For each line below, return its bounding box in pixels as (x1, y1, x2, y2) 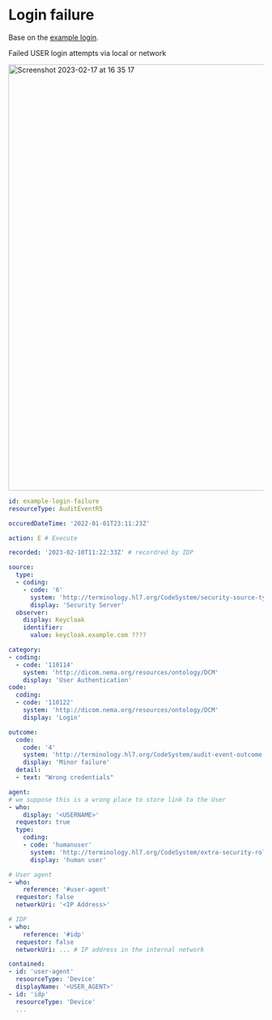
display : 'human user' (29, 855, 107, 864)
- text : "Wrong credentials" (15, 774, 114, 782)
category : (8, 646, 42, 654)
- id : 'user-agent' (8, 967, 74, 976)
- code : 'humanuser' (23, 841, 92, 849)
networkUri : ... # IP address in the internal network (15, 945, 205, 954)
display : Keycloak (23, 616, 85, 624)
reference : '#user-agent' (23, 885, 111, 894)
